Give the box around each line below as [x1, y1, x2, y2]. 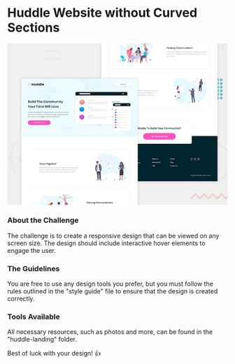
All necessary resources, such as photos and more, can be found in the [7, 328, 213, 336]
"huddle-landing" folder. [7, 335, 77, 344]
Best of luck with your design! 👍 [7, 349, 101, 358]
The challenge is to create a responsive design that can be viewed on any [7, 231, 220, 240]
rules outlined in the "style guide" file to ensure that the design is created [7, 287, 218, 296]
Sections [7, 20, 60, 36]
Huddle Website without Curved [7, 5, 198, 21]
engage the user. [7, 246, 56, 254]
